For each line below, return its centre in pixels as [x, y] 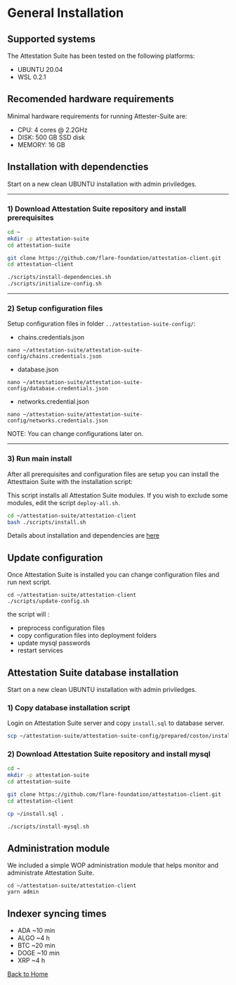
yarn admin [23, 892]
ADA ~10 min [36, 931]
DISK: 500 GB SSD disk [51, 137]
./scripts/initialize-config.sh [54, 284]
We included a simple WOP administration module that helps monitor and [113, 865]
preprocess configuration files [61, 628]
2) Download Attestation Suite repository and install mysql [109, 754]
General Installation [66, 13]
